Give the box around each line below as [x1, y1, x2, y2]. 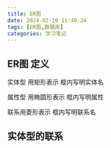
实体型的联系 [7, 130, 64, 142]
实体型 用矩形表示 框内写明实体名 [7, 78, 104, 87]
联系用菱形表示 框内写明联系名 [7, 108, 96, 116]
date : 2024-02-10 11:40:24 [7, 17, 87, 24]
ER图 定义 [7, 58, 49, 70]
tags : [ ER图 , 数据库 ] [7, 23, 64, 30]
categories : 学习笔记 [7, 30, 67, 37]
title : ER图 [7, 10, 42, 18]
